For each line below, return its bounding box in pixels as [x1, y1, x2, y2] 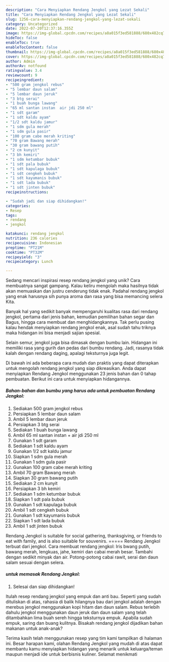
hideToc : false [6, 36, 38, 41]
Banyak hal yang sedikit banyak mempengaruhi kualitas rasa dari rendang [6, 309, 158, 315]
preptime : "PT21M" [6, 245, 44, 250]
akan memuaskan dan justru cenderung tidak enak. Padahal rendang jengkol [6, 288, 164, 294]
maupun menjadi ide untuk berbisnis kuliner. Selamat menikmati [6, 651, 137, 657]
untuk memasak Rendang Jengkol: [6, 571, 80, 577]
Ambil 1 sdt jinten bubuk [13, 523, 63, 529]
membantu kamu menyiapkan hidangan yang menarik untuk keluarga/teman [6, 646, 163, 652]
